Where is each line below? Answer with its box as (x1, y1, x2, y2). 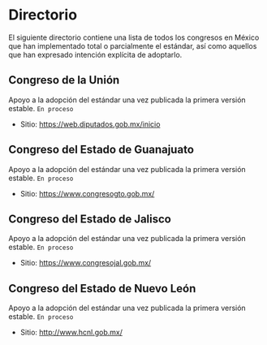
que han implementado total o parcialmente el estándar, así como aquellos (8, 41, 257, 50)
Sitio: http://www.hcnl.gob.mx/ (19, 327, 123, 338)
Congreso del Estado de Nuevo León (8, 282, 196, 295)
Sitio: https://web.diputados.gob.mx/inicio (19, 119, 161, 129)
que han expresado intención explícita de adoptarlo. (8, 50, 183, 59)
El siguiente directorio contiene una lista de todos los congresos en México (8, 32, 260, 42)
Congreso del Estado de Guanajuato (8, 143, 195, 157)
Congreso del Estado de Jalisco (8, 212, 172, 226)
